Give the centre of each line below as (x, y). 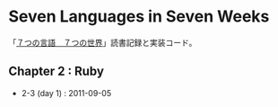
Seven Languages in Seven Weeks (139, 17)
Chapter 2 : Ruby (56, 71)
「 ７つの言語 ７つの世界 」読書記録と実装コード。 (103, 42)
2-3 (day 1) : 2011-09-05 (66, 93)
